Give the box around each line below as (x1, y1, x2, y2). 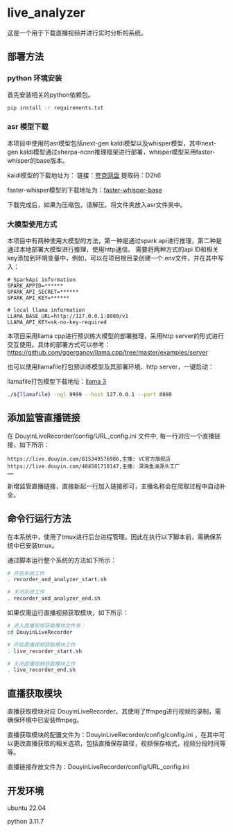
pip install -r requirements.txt (7, 104, 104, 112)
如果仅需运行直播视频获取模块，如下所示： (7, 608, 129, 617)
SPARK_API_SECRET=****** (7, 289, 79, 296)
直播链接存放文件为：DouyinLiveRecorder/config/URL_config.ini (7, 763, 189, 771)
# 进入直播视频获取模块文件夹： (7, 622, 86, 630)
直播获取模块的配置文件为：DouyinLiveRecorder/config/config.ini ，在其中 (7, 731, 220, 739)
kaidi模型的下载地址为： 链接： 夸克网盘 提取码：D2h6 (7, 171, 162, 179)
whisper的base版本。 (7, 156, 69, 164)
